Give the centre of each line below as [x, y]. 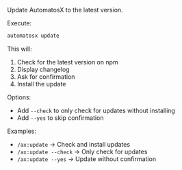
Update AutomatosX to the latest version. [65, 10]
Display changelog [43, 69]
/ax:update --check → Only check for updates [82, 151]
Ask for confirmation [46, 76]
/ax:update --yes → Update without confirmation [86, 159]
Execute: [19, 23]
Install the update [41, 84]
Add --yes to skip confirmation [60, 118]
